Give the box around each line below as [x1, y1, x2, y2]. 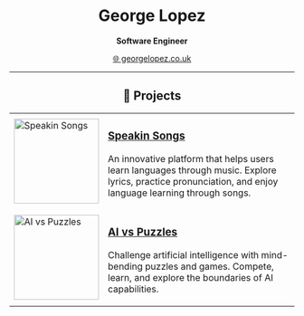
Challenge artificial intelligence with [108, 248, 260, 261]
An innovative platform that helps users [108, 152, 274, 165]
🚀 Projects [122, 88, 182, 104]
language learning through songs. [108, 187, 252, 199]
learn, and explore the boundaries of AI [108, 271, 274, 283]
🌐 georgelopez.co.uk [112, 53, 192, 63]
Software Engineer [116, 35, 188, 46]
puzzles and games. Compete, [144, 260, 274, 273]
